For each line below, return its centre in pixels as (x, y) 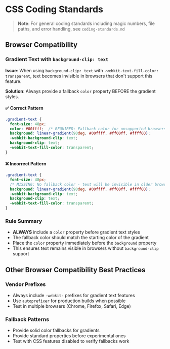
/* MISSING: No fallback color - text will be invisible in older (81, 184)
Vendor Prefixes (26, 284)
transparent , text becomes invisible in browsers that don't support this (79, 76)
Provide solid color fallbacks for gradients (56, 330)
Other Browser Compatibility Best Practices (75, 270)
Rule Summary (24, 221)
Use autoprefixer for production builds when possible (69, 301)
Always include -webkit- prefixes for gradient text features (74, 296)
